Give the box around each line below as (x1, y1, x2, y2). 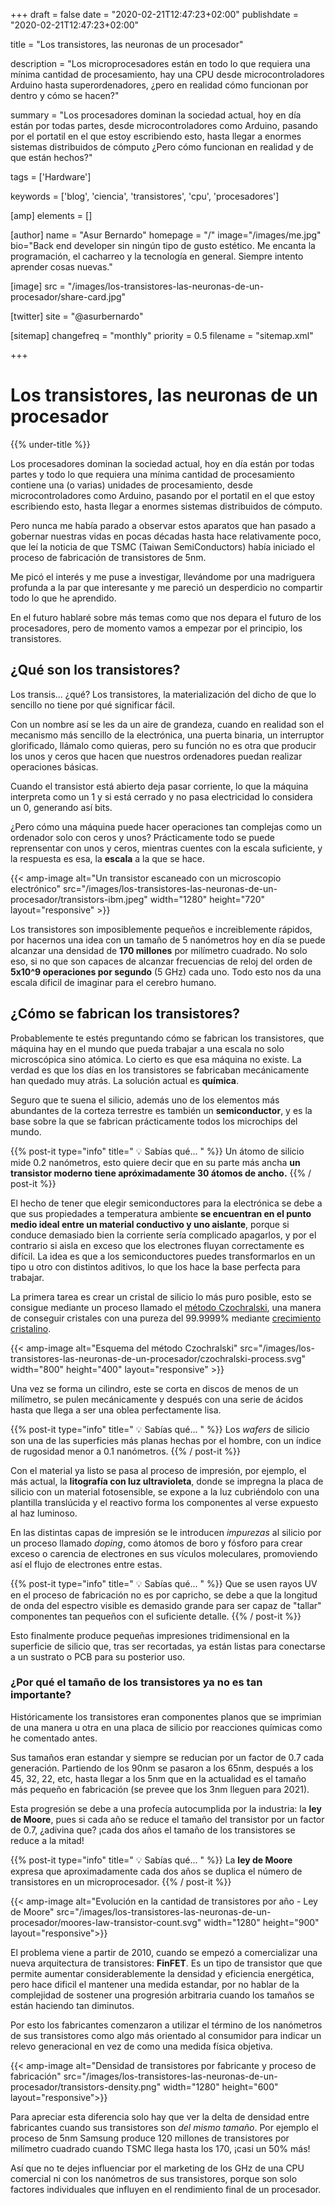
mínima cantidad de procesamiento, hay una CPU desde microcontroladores (10, 69, 325, 80)
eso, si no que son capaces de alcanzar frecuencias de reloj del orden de (10, 955, 313, 967)
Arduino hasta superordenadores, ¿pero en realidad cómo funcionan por (10, 79, 309, 91)
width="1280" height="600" (163, 2080, 279, 2093)
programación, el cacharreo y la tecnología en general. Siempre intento (10, 250, 304, 262)
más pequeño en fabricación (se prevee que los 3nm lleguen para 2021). (10, 1783, 310, 1795)
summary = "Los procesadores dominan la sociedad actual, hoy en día (10, 109, 302, 121)
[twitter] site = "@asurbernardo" (10, 310, 144, 322)
